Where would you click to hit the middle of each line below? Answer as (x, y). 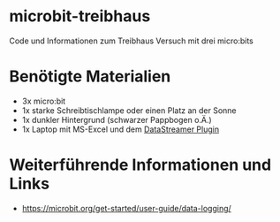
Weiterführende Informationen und (140, 165)
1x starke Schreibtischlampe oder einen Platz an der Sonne (129, 110)
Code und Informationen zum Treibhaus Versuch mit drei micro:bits (131, 41)
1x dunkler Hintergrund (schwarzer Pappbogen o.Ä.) (117, 119)
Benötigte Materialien (90, 77)
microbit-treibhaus (80, 16)
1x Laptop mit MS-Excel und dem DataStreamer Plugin (120, 129)
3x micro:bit (44, 101)
